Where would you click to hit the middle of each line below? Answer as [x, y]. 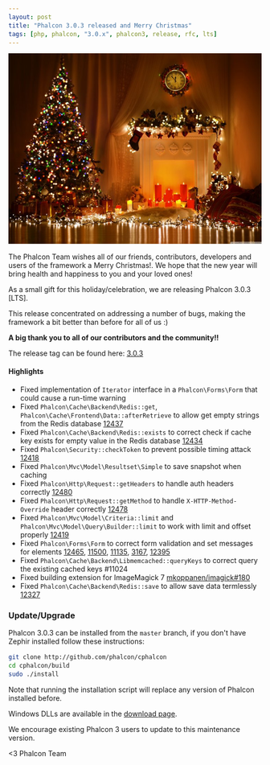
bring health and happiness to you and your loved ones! [100, 274]
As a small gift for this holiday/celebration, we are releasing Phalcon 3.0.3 [130, 289]
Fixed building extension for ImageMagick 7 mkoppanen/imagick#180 [135, 577]
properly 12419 [45, 534]
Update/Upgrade [42, 615]
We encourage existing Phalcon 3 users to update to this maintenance [125, 729]
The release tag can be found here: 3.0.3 [76, 353]
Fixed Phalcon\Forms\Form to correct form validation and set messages [136, 543]
